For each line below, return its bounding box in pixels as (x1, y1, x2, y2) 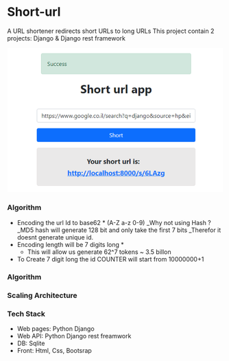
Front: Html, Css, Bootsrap (16, 346, 93, 354)
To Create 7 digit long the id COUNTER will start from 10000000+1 (16, 255, 204, 263)
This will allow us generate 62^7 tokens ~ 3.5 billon (27, 248, 171, 256)
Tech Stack (7, 309, 46, 318)
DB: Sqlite (16, 339, 45, 347)
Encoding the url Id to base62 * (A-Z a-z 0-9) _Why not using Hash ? (16, 218, 211, 226)
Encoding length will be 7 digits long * (16, 240, 125, 248)
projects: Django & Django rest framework (7, 34, 125, 42)
